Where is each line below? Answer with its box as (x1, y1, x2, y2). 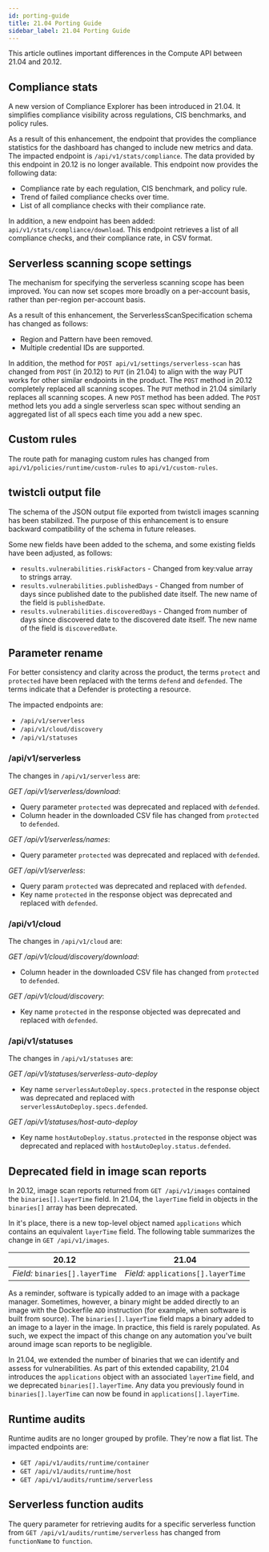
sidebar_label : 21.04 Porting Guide (8, 26, 130, 34)
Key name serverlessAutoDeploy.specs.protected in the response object (19, 1085, 260, 1094)
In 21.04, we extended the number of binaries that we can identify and (8, 1355, 239, 1365)
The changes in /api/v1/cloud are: (8, 937, 122, 946)
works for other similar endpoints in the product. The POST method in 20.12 (8, 376, 253, 385)
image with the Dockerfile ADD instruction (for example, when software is (8, 1305, 247, 1315)
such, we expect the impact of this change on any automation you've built (8, 1331, 252, 1340)
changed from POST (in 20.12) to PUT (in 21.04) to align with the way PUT (8, 367, 243, 377)
